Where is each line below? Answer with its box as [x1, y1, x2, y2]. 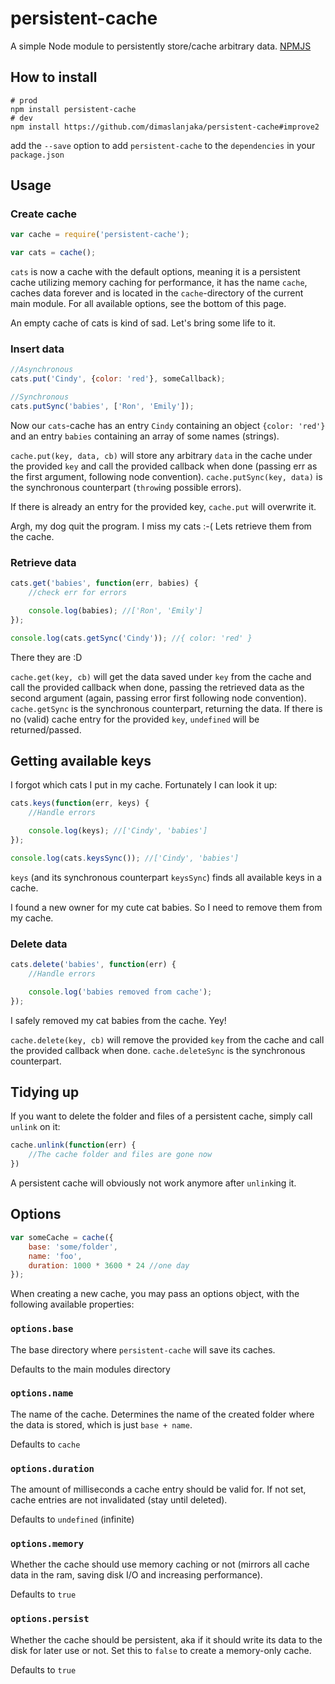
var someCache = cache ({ [10, 1232, 114, 1242]
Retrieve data [10, 555, 77, 569]
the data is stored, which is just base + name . [10, 1418, 193, 1431]
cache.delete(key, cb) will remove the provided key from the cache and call [10, 1033, 325, 1046]
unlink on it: [10, 1121, 61, 1133]
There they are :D [10, 651, 83, 663]
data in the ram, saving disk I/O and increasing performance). [10, 1569, 263, 1581]
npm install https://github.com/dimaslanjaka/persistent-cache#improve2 [10, 122, 320, 132]
